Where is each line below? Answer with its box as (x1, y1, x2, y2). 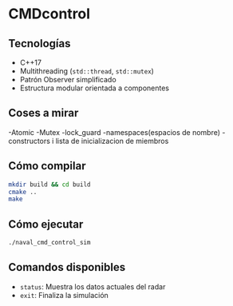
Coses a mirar (8, 106, 79, 120)
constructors (8, 136, 50, 145)
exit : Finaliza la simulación (19, 290, 109, 300)
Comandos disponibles (8, 260, 126, 274)
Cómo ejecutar (8, 217, 84, 231)
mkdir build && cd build (8, 181, 91, 189)
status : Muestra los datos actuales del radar (19, 281, 166, 292)
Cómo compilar (8, 159, 86, 173)
